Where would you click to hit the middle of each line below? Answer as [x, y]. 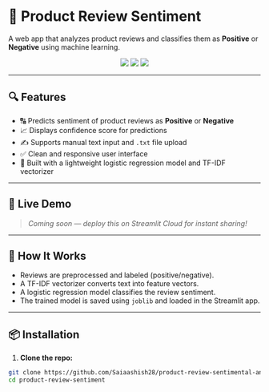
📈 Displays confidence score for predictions [93, 130]
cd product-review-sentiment [57, 380]
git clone [25, 373]
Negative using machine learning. [64, 46]
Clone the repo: [46, 358]
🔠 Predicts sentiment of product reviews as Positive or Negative [127, 120]
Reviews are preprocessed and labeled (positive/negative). [117, 275]
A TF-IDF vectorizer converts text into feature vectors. [109, 284]
